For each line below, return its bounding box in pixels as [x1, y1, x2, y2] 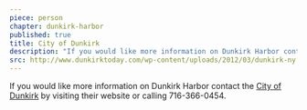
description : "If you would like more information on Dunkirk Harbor [9, 47, 281, 56]
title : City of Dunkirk [9, 38, 101, 48]
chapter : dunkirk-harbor [9, 22, 104, 31]
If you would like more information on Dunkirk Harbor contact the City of [9, 81, 281, 91]
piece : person [9, 13, 64, 23]
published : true [9, 30, 71, 39]
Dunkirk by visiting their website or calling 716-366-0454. [9, 90, 227, 101]
